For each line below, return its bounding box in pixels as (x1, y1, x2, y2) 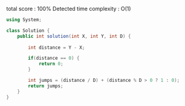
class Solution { (6, 27, 50, 34)
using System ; (6, 17, 42, 23)
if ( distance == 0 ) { (28, 55, 80, 61)
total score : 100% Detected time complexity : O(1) (6, 5, 131, 12)
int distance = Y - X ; (28, 45, 85, 51)
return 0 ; (38, 61, 63, 67)
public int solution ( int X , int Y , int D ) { (17, 33, 131, 39)
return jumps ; (28, 83, 63, 89)
